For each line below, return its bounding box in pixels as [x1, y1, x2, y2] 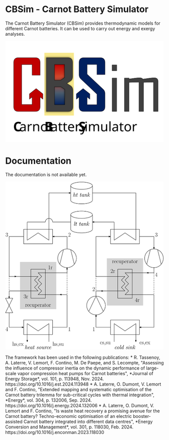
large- [146, 365, 159, 371]
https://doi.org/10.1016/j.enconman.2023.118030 [5, 429, 105, 435]
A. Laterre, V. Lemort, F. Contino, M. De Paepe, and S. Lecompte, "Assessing [5, 359, 164, 365]
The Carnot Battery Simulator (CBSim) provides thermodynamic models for [5, 20, 161, 26]
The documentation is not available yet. [5, 172, 87, 178]
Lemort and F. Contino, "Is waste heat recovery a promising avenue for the [5, 408, 160, 414]
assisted [5, 418, 23, 424]
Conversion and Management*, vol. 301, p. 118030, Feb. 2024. [5, 424, 134, 430]
